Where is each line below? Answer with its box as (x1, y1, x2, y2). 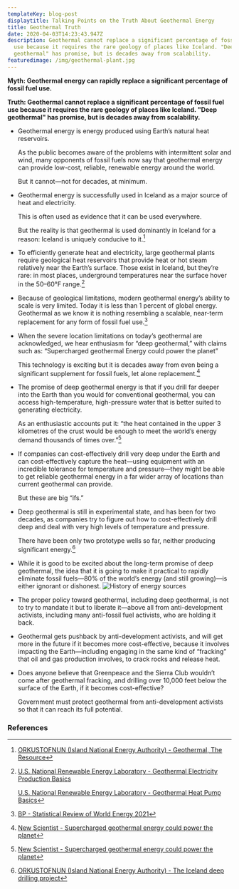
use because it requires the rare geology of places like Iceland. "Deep (7, 105, 218, 114)
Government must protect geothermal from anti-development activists (17, 697, 224, 706)
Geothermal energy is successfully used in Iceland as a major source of (17, 190, 228, 199)
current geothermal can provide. (17, 480, 113, 489)
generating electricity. (17, 405, 83, 414)
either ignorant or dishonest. (17, 581, 102, 590)
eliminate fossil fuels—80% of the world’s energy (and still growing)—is (17, 574, 228, 583)
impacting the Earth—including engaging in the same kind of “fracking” (17, 647, 227, 655)
